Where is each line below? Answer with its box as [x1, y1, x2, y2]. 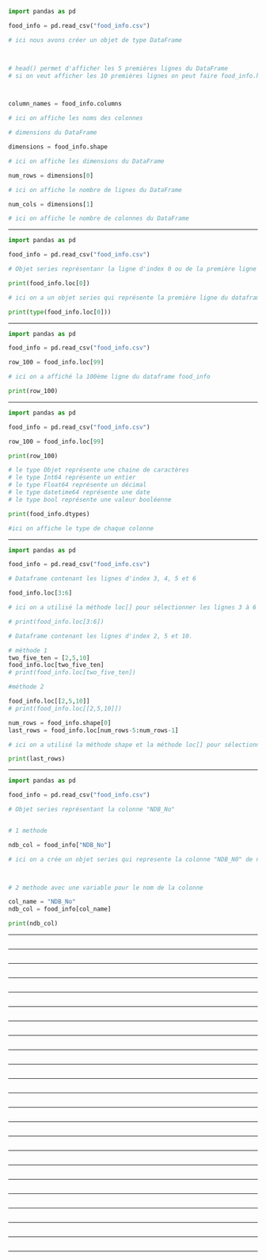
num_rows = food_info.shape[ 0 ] [8, 719, 112, 726]
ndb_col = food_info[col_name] [8, 905, 112, 913]
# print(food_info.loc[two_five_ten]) [8, 669, 136, 676]
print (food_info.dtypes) [8, 510, 90, 518]
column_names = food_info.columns [8, 100, 123, 108]
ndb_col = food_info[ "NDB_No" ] [8, 841, 112, 849]
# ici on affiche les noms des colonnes [8, 114, 144, 122]
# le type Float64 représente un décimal [8, 481, 147, 489]
